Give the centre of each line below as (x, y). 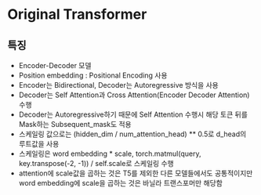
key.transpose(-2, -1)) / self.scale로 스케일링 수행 (96, 163)
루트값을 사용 (39, 144)
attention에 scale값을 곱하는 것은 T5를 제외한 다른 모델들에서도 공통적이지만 (136, 173)
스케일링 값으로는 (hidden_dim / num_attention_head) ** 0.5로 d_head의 (132, 134)
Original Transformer (77, 14)
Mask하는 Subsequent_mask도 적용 (75, 124)
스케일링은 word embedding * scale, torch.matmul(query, (110, 153)
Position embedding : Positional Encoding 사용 (93, 75)
